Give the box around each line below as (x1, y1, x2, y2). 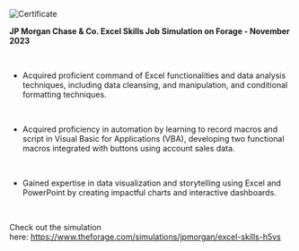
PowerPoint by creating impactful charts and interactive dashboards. (22, 187, 277, 197)
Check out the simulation (9, 222, 101, 232)
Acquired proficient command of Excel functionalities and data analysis (22, 70, 286, 81)
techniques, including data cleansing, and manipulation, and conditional (22, 80, 288, 90)
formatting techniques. (22, 90, 107, 100)
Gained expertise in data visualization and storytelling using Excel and (22, 177, 281, 188)
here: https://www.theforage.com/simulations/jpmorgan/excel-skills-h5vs (9, 231, 281, 242)
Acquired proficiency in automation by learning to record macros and (22, 124, 278, 134)
